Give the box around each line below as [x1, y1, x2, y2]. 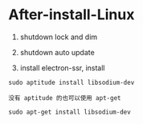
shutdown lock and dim [19, 32, 98, 42]
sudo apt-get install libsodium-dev [8, 108, 131, 116]
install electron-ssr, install [19, 62, 106, 73]
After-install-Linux [8, 6, 135, 24]
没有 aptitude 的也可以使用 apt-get [8, 94, 121, 102]
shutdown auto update [19, 47, 95, 57]
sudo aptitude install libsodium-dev [8, 78, 135, 86]
